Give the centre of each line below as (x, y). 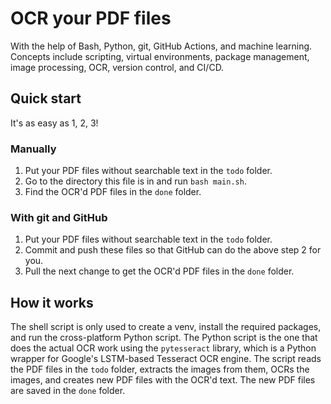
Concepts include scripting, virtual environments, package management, (160, 56)
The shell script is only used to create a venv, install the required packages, (166, 327)
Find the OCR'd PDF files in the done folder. (113, 192)
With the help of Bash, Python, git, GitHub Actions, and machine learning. (161, 46)
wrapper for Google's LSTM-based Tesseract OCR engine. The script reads (166, 359)
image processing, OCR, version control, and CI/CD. (117, 67)
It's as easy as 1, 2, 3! (54, 123)
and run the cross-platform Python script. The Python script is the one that (164, 338)
